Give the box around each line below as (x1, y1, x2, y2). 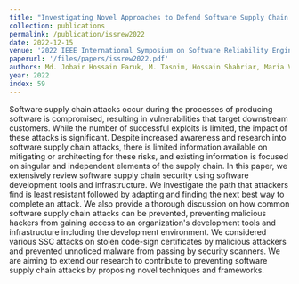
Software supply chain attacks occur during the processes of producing (9, 103, 273, 114)
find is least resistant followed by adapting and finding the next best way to (9, 189, 285, 199)
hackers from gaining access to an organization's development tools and (9, 217, 276, 228)
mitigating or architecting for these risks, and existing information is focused (9, 150, 289, 161)
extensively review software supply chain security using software (9, 170, 249, 181)
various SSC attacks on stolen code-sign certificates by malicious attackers (9, 236, 287, 247)
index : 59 (9, 79, 46, 88)
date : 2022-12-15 (9, 37, 74, 47)
